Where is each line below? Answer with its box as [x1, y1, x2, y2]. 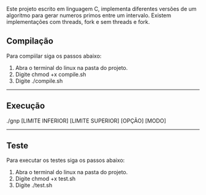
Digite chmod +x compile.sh [15, 71, 86, 78]
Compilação [6, 36, 54, 47]
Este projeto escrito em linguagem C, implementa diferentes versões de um [6, 6, 197, 12]
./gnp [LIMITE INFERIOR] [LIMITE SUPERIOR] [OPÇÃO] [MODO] [6, 117, 167, 124]
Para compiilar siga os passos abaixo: [6, 52, 102, 59]
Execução [6, 101, 45, 111]
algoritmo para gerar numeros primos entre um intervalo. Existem [6, 12, 172, 19]
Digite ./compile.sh [15, 77, 63, 85]
